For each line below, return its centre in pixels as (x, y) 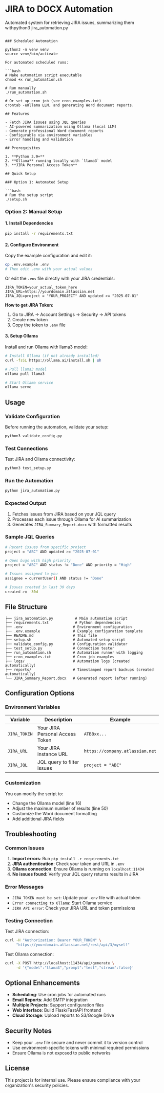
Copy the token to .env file (39, 325)
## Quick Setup (20, 174)
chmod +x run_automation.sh (34, 79)
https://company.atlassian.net (120, 751)
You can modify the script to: (34, 794)
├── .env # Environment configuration (69, 627)
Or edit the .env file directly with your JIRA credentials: (60, 278)
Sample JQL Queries (30, 537)
